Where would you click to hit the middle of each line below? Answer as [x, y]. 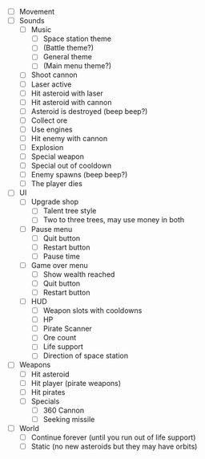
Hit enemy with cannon [69, 138]
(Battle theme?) [68, 48]
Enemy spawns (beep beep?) [79, 175]
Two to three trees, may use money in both [114, 220]
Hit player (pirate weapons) [76, 383]
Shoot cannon [54, 75]
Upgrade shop [55, 202]
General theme [68, 57]
